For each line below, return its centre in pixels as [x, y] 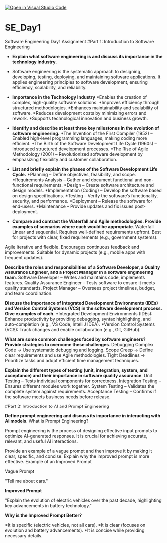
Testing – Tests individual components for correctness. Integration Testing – [83, 381]
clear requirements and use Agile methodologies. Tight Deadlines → [75, 355]
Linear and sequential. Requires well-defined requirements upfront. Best [86, 232]
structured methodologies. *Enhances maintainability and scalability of [85, 108]
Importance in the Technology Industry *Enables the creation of [80, 97]
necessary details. [24, 535]
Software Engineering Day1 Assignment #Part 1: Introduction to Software [80, 41]
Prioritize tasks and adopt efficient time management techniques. [72, 360]
